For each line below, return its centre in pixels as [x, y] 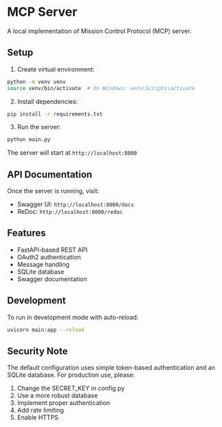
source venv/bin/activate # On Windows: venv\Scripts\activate [101, 88]
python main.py [29, 140]
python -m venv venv [37, 82]
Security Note [37, 351]
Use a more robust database [57, 395]
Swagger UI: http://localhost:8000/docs [75, 204]
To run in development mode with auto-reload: [73, 317]
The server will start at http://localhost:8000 [72, 153]
